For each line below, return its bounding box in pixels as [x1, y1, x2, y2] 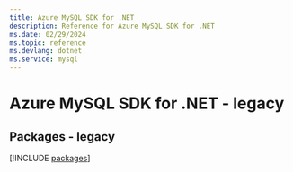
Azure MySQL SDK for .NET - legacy [9, 93, 285, 114]
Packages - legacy [9, 129, 115, 144]
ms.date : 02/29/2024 [9, 30, 87, 39]
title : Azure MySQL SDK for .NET [9, 13, 135, 22]
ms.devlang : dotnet [9, 47, 83, 56]
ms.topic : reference [9, 38, 87, 47]
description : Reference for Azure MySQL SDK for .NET [9, 21, 216, 30]
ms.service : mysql [9, 55, 78, 64]
